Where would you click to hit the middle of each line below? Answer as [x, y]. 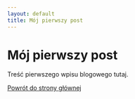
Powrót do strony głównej [44, 88]
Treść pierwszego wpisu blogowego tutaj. [68, 74]
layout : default [31, 14]
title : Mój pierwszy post [45, 20]
